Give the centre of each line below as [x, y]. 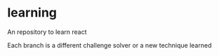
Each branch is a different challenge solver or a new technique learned [109, 45]
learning [32, 13]
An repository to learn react [47, 32]
